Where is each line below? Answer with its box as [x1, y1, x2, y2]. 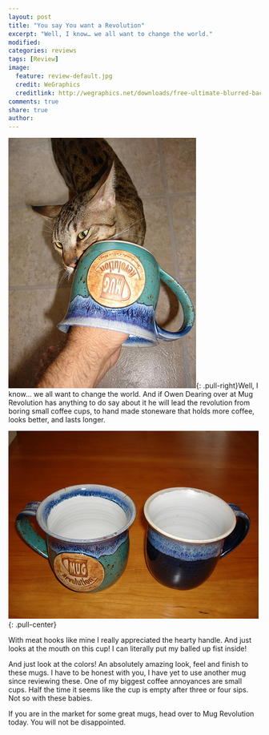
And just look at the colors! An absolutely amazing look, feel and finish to [8, 660, 249, 669]
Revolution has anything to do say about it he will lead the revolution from [8, 398, 251, 408]
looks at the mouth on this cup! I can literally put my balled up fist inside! [8, 644, 247, 653]
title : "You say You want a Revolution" [8, 21, 146, 30]
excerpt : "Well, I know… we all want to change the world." [8, 30, 214, 38]
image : [8, 64, 30, 72]
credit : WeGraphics [15, 80, 81, 88]
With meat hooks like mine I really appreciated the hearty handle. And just [8, 636, 252, 645]
